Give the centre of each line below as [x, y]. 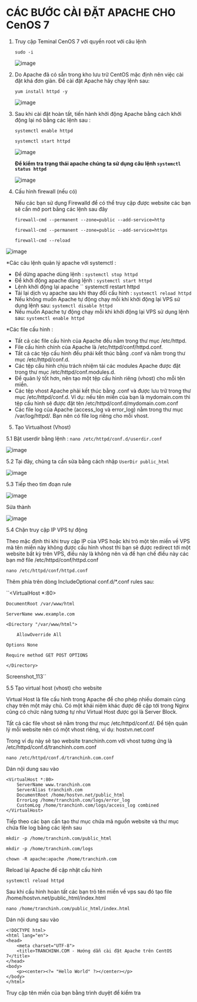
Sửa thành [19, 507]
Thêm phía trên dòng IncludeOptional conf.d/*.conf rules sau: [80, 581]
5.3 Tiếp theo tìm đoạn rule [39, 484]
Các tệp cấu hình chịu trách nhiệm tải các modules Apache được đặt [98, 365]
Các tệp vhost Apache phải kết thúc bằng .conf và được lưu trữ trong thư [103, 391]
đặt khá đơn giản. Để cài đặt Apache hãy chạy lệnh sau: [82, 81]
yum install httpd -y [41, 91]
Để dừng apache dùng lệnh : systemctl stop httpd [76, 274]
